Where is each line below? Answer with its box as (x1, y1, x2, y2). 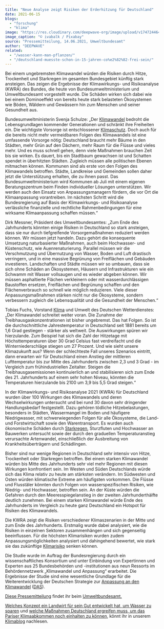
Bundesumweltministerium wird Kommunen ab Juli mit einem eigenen (5, 179, 145, 185)
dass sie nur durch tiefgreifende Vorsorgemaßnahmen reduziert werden (5, 230, 150, 236)
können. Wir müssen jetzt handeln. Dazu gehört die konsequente (5, 235, 136, 241)
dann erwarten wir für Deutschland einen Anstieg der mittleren (5, 354, 131, 359)
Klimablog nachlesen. (5, 618, 49, 624)
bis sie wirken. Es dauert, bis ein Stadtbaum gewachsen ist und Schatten (5, 153, 151, 159)
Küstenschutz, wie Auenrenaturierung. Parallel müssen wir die (5, 246, 130, 251)
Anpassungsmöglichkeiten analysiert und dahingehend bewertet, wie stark (5, 538, 156, 544)
